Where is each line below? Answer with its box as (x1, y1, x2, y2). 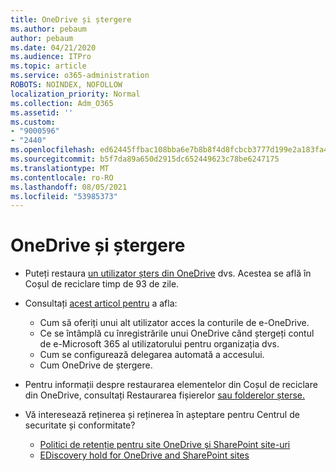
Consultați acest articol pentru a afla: (24, 297, 178, 310)
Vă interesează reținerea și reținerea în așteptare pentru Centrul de (24, 409, 300, 421)
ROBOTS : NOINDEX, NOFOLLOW (10, 80, 123, 90)
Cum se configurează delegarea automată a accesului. (39, 349, 265, 361)
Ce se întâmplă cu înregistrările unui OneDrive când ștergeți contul (39, 327, 315, 340)
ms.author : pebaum (10, 24, 87, 34)
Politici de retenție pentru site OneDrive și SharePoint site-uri (39, 439, 291, 451)
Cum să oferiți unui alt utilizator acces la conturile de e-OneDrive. (39, 317, 310, 329)
